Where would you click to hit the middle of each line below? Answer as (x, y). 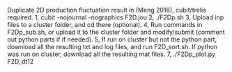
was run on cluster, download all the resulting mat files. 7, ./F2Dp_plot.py (111, 54)
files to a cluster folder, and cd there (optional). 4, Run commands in (105, 25)
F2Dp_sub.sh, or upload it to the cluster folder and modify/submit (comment (116, 32)
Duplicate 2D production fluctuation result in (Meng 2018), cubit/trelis (107, 10)
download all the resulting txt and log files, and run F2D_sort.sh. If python (113, 47)
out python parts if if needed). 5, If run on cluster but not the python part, (112, 39)
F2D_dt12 (21, 61)
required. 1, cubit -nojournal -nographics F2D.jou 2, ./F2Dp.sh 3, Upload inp (116, 17)
